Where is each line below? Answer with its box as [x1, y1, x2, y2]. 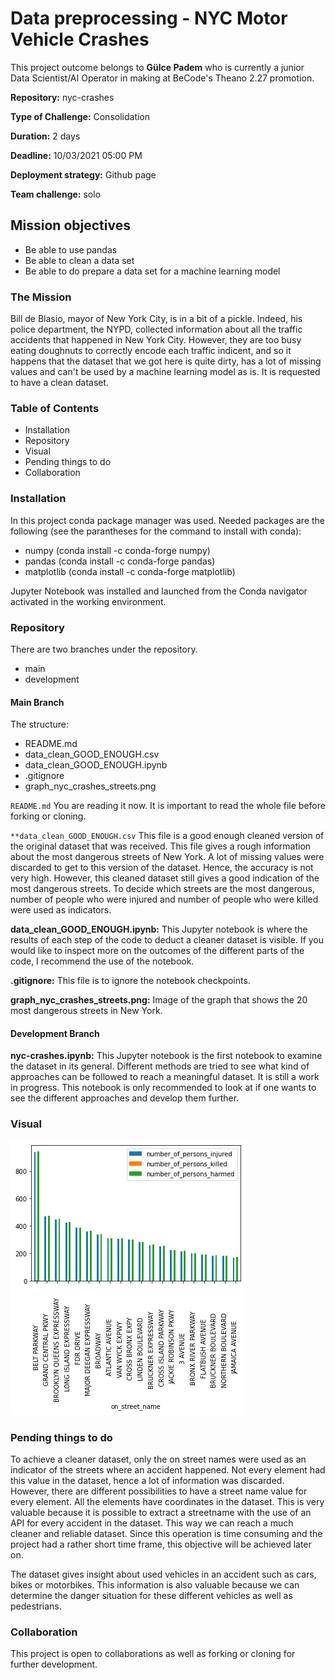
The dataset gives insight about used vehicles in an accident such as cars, [10, 1568, 317, 1580]
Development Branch [10, 1027, 100, 1039]
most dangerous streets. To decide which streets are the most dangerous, [10, 883, 315, 895]
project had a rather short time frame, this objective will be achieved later [10, 1538, 312, 1550]
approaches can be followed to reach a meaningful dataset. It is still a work [10, 1071, 320, 1083]
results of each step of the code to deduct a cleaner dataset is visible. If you [10, 934, 325, 946]
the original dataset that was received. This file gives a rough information [10, 840, 312, 852]
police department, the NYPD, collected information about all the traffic [10, 323, 303, 336]
